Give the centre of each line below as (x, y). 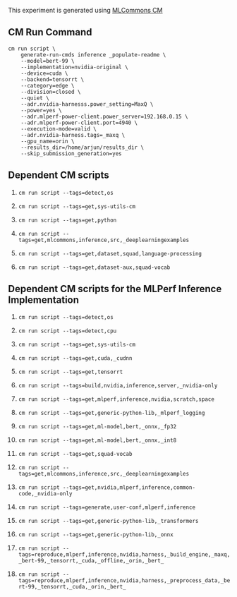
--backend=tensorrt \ (52, 79)
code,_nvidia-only (45, 494)
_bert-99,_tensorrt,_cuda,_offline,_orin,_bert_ (91, 561)
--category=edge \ (48, 85)
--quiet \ (35, 98)
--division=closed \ (51, 92)
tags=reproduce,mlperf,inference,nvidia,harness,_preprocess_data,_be (124, 581)
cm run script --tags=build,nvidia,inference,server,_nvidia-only (118, 386)
